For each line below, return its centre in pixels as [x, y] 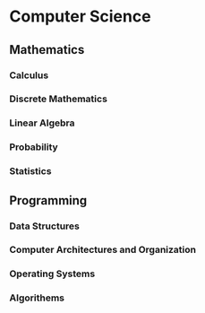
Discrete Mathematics [58, 99]
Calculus [29, 75]
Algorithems [37, 298]
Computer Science [80, 17]
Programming [48, 200]
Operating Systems [52, 274]
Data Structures [45, 226]
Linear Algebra [42, 123]
